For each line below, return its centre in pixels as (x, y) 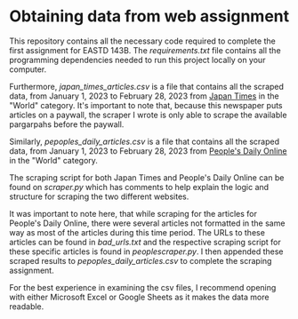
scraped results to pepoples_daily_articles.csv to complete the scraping (141, 260)
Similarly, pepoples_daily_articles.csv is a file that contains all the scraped (145, 141)
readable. (27, 306)
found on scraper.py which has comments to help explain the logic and (139, 187)
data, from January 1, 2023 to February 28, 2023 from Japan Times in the (144, 96)
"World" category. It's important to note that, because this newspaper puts (146, 105)
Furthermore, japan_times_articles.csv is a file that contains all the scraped (147, 86)
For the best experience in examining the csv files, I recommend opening (143, 287)
